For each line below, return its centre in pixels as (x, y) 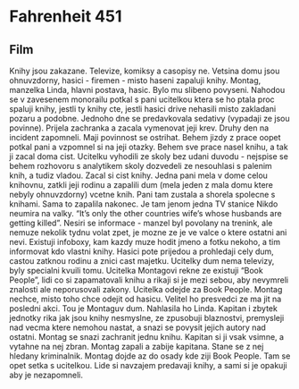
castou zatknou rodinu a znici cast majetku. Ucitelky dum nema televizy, (142, 261)
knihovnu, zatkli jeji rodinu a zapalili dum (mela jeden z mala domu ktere (141, 185)
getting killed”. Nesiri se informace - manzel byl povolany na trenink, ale (141, 223)
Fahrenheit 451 (66, 17)
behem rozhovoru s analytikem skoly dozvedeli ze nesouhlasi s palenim (141, 166)
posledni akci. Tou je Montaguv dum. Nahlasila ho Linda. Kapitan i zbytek (144, 309)
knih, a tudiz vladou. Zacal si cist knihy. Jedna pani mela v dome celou (138, 175)
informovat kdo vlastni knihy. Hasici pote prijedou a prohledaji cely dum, (141, 251)
